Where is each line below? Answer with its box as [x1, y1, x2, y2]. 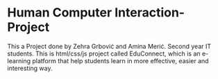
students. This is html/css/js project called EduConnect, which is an [7, 49, 201, 58]
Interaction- [114, 5, 185, 21]
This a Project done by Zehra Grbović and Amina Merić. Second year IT [7, 42, 212, 50]
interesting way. [7, 64, 53, 72]
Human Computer [7, 5, 112, 21]
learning [7, 56, 31, 65]
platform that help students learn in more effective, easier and [32, 56, 210, 65]
